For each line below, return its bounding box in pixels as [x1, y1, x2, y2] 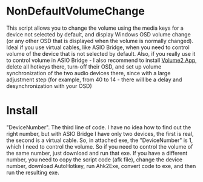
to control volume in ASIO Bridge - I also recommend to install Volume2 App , [6, 56, 197, 64]
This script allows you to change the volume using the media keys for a [6, 24, 184, 32]
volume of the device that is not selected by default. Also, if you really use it [6, 50, 196, 57]
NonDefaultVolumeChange [6, 4, 145, 18]
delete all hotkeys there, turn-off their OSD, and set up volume [6, 62, 162, 70]
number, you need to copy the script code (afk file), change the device [6, 156, 183, 163]
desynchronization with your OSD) [6, 82, 92, 89]
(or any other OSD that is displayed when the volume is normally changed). [6, 37, 194, 44]
